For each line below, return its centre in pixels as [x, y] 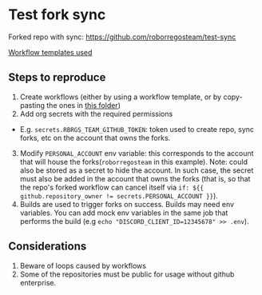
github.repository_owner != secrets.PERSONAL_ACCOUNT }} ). [119, 195]
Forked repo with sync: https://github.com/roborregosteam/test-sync [122, 37]
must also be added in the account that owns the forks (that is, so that [135, 178]
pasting [32, 105]
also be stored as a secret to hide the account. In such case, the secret [137, 170]
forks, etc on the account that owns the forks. [95, 138]
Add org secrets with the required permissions [96, 114]
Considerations [48, 247]
